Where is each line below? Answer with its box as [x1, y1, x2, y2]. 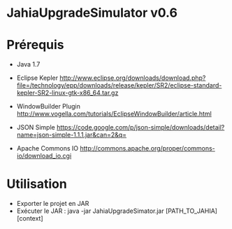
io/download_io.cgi [16, 152, 72, 160]
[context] [16, 214, 43, 223]
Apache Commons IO [16, 144, 79, 153]
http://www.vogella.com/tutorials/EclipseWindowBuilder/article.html [16, 110, 212, 118]
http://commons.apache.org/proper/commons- [79, 144, 216, 153]
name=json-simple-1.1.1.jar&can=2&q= [16, 131, 127, 139]
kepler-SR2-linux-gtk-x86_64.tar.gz [16, 89, 119, 97]
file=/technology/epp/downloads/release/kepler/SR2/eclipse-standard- [16, 81, 222, 90]
